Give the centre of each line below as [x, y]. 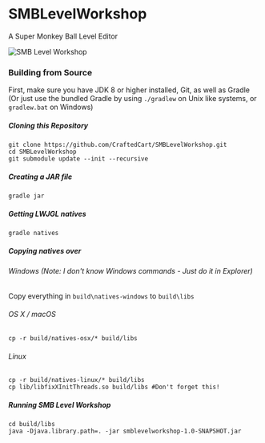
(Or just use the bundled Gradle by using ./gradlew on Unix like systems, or [133, 99]
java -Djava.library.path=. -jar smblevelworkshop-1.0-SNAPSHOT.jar [125, 431]
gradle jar [26, 196]
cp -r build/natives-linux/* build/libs [77, 380]
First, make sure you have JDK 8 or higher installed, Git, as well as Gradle [129, 90]
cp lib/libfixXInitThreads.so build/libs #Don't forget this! [114, 387]
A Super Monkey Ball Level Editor [63, 36]
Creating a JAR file [40, 177]
